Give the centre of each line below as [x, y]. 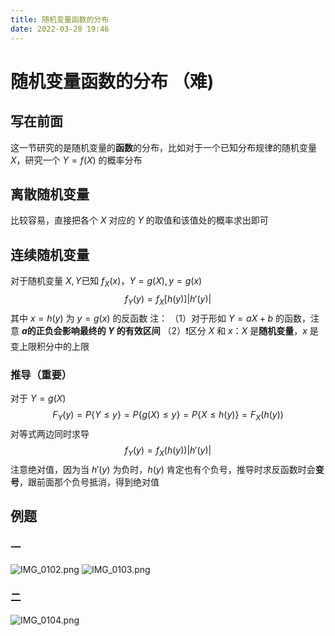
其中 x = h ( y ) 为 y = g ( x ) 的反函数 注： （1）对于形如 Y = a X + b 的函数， [160, 318]
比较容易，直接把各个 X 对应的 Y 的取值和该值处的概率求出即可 [139, 220]
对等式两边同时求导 [50, 433]
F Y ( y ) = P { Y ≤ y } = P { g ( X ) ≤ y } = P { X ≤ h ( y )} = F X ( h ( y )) [168, 416]
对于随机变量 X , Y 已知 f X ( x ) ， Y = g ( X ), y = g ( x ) [106, 282]
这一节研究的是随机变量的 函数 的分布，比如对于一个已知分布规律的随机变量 [163, 147]
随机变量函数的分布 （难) [112, 81]
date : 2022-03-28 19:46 [60, 29]
